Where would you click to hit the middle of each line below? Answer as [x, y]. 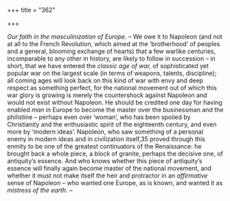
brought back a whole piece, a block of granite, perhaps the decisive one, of [115, 154]
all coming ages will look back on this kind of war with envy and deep [105, 81]
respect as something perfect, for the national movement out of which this [112, 88]
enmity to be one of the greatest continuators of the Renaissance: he [104, 146]
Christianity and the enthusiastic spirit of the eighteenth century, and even [112, 124]
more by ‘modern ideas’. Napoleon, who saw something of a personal [105, 131]
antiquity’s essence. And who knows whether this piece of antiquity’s [105, 161]
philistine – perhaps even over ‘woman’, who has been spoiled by [99, 117]
